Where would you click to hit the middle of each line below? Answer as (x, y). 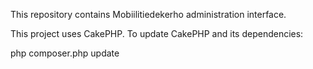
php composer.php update (65, 53)
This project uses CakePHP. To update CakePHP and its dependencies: (157, 33)
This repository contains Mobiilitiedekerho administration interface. (148, 14)
